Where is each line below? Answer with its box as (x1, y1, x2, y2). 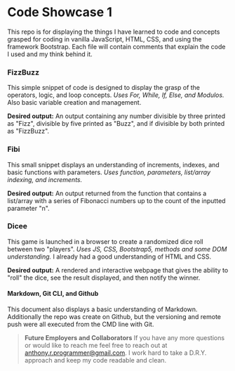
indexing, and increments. (7, 175, 83, 183)
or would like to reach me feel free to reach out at (24, 341, 168, 350)
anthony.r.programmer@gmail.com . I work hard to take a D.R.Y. (24, 349, 207, 357)
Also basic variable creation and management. (7, 98, 142, 107)
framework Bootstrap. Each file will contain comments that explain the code (7, 42, 226, 51)
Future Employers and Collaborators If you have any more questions (24, 334, 225, 342)
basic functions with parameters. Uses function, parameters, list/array (7, 168, 211, 176)
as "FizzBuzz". (7, 127, 50, 136)
